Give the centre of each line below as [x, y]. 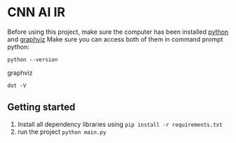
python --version [33, 60]
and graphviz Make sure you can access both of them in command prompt [115, 39]
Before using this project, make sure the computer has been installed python [118, 32]
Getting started [41, 107]
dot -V [17, 85]
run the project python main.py [62, 132]
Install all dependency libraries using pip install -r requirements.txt [120, 124]
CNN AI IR [36, 12]
